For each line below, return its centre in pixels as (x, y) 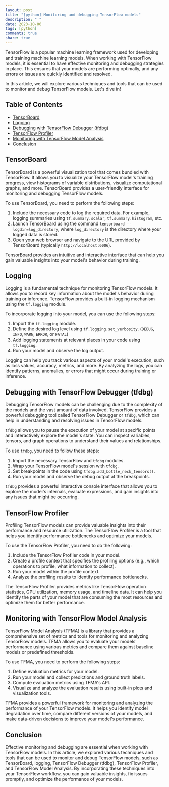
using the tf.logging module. (36, 304)
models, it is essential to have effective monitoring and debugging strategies (84, 63)
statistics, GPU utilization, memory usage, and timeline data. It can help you (84, 592)
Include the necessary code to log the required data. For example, (81, 213)
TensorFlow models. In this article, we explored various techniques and (79, 752)
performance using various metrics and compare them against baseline (79, 647)
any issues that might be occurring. (42, 497)
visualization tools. (32, 693)
